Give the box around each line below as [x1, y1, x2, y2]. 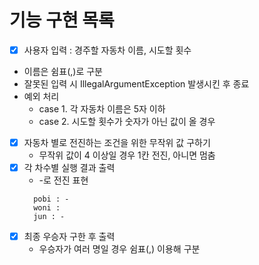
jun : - [33, 212, 66, 222]
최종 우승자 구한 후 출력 [23, 231, 116, 243]
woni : [33, 203, 61, 213]
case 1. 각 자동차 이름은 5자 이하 [38, 103, 166, 115]
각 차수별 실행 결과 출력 [23, 162, 116, 174]
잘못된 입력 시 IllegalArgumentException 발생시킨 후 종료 [23, 78, 250, 90]
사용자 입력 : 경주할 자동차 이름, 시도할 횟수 [23, 44, 192, 56]
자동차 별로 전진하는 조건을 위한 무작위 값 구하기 [23, 137, 211, 148]
